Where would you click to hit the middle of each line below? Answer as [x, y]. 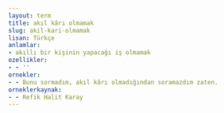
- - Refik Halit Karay [46, 97]
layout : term [30, 16]
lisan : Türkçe [32, 38]
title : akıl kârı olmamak [51, 23]
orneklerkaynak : [35, 90]
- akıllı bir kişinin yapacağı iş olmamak [79, 53]
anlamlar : [25, 45]
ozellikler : [28, 60]
